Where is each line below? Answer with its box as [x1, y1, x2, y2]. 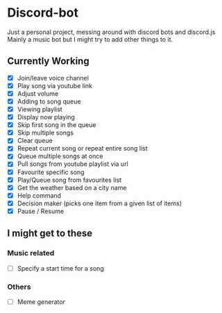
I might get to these [7, 228, 93, 239]
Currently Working [7, 56, 89, 67]
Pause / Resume [17, 207, 65, 215]
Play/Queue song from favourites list [17, 176, 122, 184]
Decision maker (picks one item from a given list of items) [17, 199, 182, 208]
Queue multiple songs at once [17, 152, 103, 160]
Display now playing [17, 113, 75, 121]
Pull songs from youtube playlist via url [17, 160, 128, 168]
